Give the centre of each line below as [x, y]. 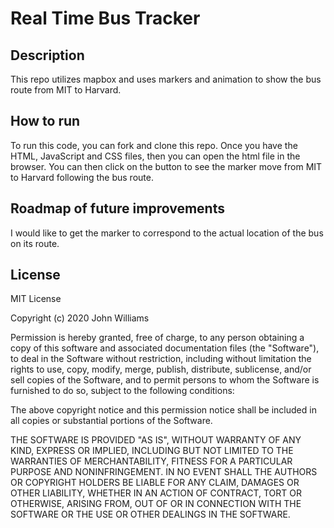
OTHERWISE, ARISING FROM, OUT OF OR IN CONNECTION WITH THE [156, 504]
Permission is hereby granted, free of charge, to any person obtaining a [157, 338]
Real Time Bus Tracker [105, 18]
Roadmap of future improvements [117, 208]
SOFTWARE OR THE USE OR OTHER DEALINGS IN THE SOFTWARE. [150, 514]
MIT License [36, 299]
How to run [45, 121]
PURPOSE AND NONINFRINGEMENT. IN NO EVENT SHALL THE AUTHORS [164, 472]
